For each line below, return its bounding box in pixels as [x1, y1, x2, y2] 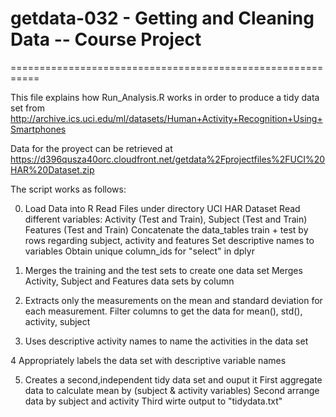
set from [10, 102, 45, 114]
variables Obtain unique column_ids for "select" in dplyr [24, 245, 255, 257]
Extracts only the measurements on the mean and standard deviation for [24, 294, 323, 306]
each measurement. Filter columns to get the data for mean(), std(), [24, 305, 303, 317]
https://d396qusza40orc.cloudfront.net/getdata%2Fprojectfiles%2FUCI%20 [10, 153, 326, 165]
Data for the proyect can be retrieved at [10, 142, 173, 154]
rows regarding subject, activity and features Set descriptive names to [24, 234, 315, 246]
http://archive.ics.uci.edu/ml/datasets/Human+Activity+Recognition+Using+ [10, 112, 323, 124]
